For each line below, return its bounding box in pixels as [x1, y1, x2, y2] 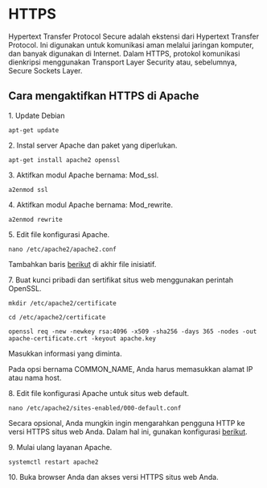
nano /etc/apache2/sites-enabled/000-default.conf [8, 404, 182, 412]
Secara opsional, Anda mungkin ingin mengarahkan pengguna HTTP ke [8, 418, 245, 428]
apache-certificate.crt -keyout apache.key [8, 334, 157, 343]
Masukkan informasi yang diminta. [8, 348, 122, 358]
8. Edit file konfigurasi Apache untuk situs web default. [8, 388, 190, 398]
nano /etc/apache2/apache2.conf [8, 245, 117, 253]
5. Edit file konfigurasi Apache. [8, 229, 110, 239]
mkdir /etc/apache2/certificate [8, 299, 117, 307]
